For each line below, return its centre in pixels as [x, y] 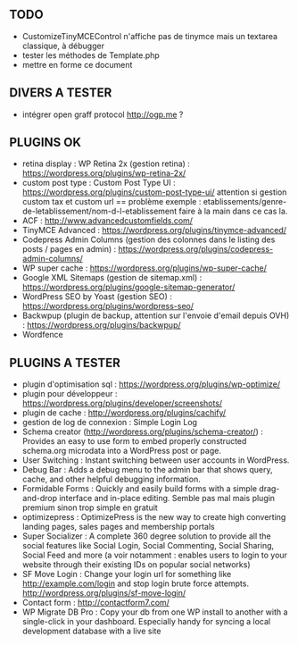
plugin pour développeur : [70, 394]
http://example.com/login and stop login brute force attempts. [136, 583]
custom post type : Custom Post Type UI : [99, 183]
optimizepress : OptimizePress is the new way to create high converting [154, 517]
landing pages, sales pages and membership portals [119, 527]
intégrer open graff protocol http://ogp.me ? [103, 114]
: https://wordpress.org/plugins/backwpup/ [101, 325]
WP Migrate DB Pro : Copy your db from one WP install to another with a [155, 612]
